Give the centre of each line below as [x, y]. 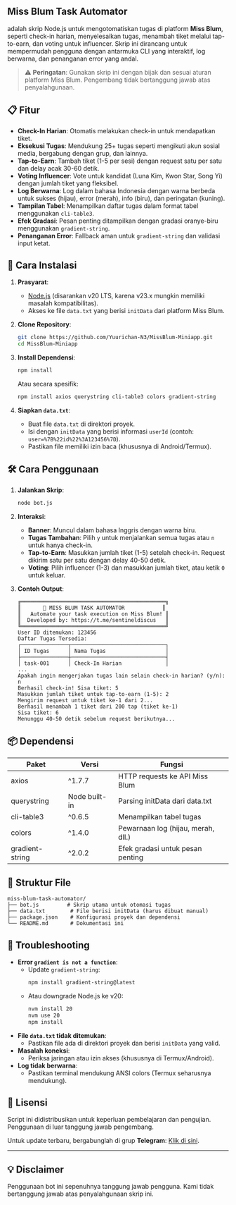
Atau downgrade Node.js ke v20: [76, 996]
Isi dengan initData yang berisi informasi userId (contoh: [111, 431]
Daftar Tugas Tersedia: [52, 638]
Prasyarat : [33, 282]
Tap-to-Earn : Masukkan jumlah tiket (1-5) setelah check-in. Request [126, 552]
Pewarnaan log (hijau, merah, [166, 828]
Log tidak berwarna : [47, 1065]
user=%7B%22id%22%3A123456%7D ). [74, 439]
